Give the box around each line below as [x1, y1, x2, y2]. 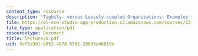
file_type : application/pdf [6, 24, 75, 31]
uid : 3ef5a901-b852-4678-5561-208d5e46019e [6, 41, 115, 47]
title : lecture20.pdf [6, 36, 60, 41]
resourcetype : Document [6, 30, 65, 36]
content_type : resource [6, 8, 65, 15]
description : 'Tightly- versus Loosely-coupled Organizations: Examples [6, 14, 189, 20]
